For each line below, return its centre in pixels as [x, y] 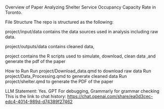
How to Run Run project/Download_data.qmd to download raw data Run [78, 71]
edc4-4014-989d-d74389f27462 [39, 102]
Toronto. [14, 12]
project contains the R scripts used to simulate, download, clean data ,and [81, 56]
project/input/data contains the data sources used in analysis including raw [82, 31]
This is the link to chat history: [36, 96]
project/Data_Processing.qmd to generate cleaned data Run [66, 76]
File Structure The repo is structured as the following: [59, 22]
